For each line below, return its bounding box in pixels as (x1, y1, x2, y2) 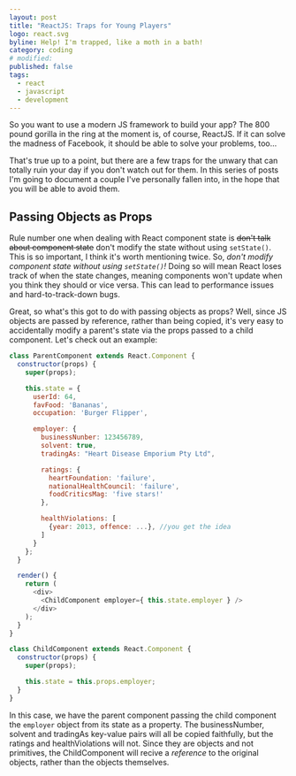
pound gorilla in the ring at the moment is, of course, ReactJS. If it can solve (9, 129, 285, 140)
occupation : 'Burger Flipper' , (32, 409, 148, 418)
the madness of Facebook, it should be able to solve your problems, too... (9, 138, 277, 149)
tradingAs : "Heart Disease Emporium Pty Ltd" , (41, 449, 216, 458)
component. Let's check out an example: (9, 334, 158, 345)
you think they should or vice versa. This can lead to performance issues (9, 280, 274, 290)
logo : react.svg (9, 29, 69, 38)
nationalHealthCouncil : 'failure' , (48, 481, 179, 491)
